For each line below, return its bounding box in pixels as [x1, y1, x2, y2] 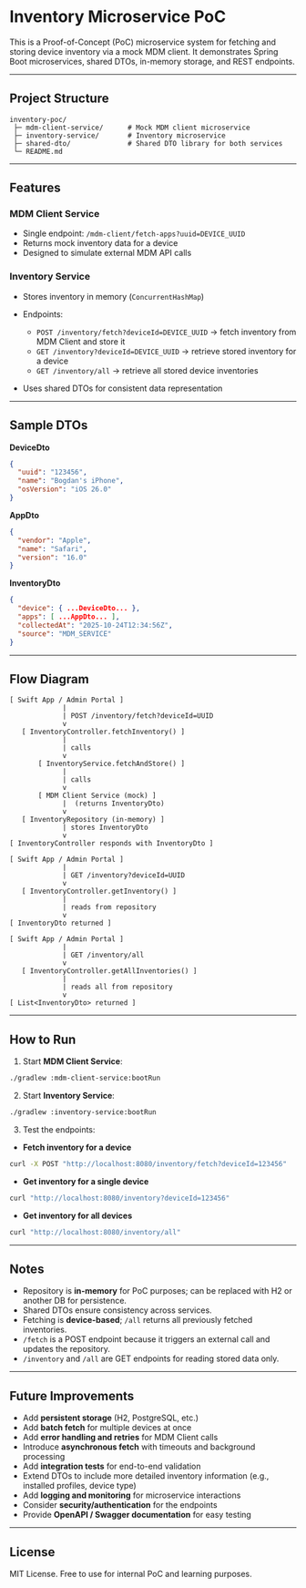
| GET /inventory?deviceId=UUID [62, 871, 185, 880]
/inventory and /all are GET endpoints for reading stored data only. [22, 1353, 280, 1364]
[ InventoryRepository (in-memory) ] [21, 815, 166, 825]
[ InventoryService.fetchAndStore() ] [37, 759, 185, 769]
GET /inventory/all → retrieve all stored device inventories [36, 364, 259, 375]
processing [22, 1451, 66, 1462]
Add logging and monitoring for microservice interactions [22, 1490, 241, 1501]
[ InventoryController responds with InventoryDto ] [9, 839, 214, 848]
